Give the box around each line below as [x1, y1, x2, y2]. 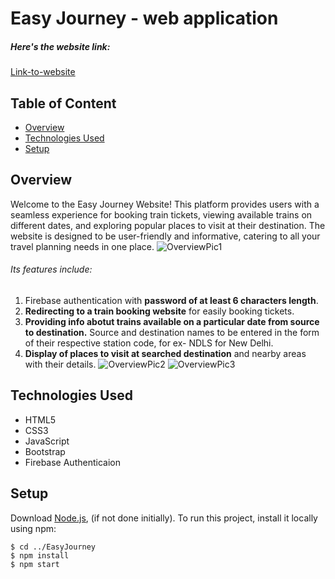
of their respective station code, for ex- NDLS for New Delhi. [24, 337, 274, 349]
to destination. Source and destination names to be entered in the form [24, 326, 320, 338]
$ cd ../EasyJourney [10, 542, 97, 552]
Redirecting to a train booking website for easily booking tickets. [24, 305, 295, 317]
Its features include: [10, 263, 93, 276]
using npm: [10, 522, 57, 534]
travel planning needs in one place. [10, 240, 155, 252]
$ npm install [10, 550, 70, 561]
